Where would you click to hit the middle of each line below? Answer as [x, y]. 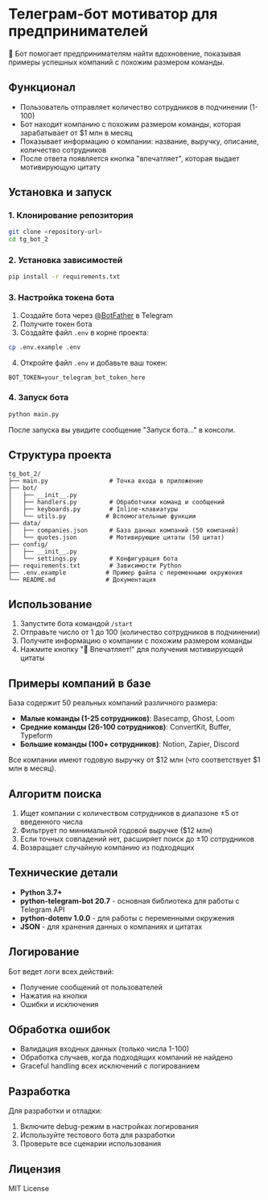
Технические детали [63, 873]
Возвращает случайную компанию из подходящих [107, 847]
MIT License [29, 1189]
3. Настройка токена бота [62, 298]
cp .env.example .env [45, 347]
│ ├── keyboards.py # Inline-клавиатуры [93, 509]
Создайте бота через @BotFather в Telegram [96, 315]
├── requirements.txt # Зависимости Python [95, 566]
